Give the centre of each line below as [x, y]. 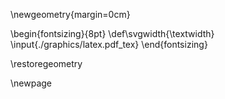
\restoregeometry [46, 63]
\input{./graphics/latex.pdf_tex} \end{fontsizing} [109, 44]
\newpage [31, 83]
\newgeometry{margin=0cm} [70, 14]
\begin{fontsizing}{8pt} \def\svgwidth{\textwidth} [112, 33]
